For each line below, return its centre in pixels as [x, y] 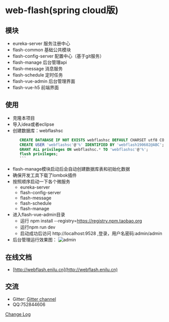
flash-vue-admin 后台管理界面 [44, 81]
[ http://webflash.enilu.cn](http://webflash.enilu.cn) [65, 269]
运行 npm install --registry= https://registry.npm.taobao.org [81, 221]
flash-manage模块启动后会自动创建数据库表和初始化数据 [71, 169]
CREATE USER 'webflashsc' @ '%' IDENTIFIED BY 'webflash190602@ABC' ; [92, 145]
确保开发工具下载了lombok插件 [45, 175]
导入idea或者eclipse [33, 124]
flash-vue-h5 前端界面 [36, 88]
